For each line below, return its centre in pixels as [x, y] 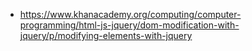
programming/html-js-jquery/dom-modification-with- [129, 25]
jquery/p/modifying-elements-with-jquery [106, 35]
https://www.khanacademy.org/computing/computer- [130, 14]
